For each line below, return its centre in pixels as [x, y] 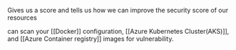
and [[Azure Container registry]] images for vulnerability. [91, 39]
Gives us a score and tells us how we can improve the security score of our [118, 10]
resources [22, 18]
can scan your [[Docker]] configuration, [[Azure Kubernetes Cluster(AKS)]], [118, 31]
